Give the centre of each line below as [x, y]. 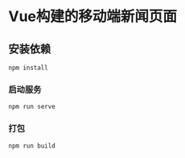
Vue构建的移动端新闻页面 [93, 17]
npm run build [32, 146]
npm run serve [32, 107]
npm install [28, 68]
